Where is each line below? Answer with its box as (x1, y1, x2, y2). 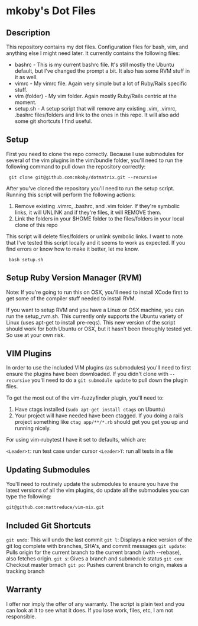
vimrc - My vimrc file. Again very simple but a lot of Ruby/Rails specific (14, 80, 187, 87)
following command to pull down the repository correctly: (6, 163, 146, 170)
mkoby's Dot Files (6, 4, 96, 18)
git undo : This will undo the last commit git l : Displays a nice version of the (6, 536, 193, 543)
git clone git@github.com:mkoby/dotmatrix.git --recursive (8, 174, 158, 180)
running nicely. (14, 424, 51, 432)
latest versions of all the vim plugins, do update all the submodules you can (6, 486, 190, 494)
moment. (14, 99, 37, 106)
